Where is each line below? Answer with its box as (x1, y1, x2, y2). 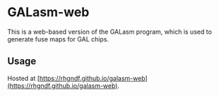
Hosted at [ (7, 74, 40, 82)
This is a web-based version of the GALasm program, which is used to (7, 27, 212, 36)
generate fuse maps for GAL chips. (7, 34, 109, 43)
